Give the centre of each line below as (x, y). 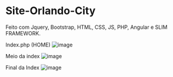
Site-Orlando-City (51, 11)
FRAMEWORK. (23, 33)
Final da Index (22, 67)
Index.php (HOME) (28, 45)
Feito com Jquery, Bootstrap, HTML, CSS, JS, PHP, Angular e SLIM (86, 27)
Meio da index (23, 56)
